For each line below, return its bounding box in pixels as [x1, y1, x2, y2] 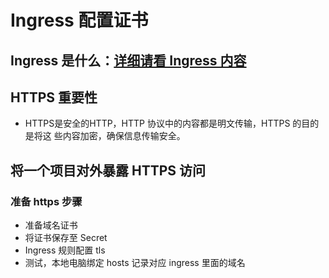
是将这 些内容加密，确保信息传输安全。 [24, 130, 186, 142]
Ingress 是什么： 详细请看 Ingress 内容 [10, 52, 247, 69]
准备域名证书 [24, 219, 78, 231]
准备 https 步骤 [10, 194, 83, 208]
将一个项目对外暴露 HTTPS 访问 [10, 162, 207, 179]
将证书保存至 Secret [24, 232, 108, 244]
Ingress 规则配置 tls [24, 244, 106, 256]
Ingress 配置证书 [10, 9, 149, 32]
